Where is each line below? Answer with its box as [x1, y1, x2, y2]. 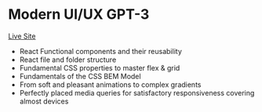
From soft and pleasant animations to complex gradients [19, 80, 202, 89]
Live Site [8, 31, 36, 41]
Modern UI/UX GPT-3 [8, 5, 150, 23]
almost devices [19, 96, 69, 106]
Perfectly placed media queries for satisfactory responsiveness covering [19, 88, 255, 97]
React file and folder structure [19, 55, 117, 64]
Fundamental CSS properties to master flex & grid [19, 63, 180, 72]
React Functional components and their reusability [19, 46, 182, 56]
